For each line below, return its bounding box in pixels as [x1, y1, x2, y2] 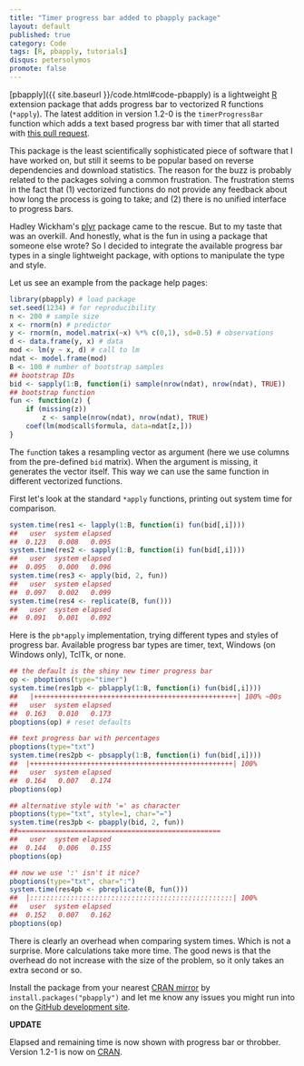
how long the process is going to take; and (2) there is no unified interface [9, 193, 287, 205]
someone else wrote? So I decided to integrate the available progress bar [9, 240, 283, 251]
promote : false [9, 65, 67, 74]
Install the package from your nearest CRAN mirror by [9, 981, 211, 992]
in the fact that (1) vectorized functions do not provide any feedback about [9, 184, 288, 195]
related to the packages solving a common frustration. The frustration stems [9, 174, 295, 185]
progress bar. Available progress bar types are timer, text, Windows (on [9, 639, 276, 650]
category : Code [9, 38, 67, 48]
